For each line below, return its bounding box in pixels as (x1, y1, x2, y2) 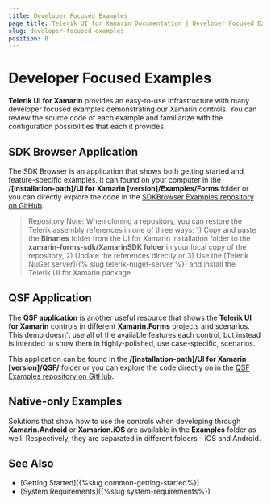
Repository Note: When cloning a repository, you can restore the (27, 216, 243, 226)
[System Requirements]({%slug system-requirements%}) (19, 486, 211, 497)
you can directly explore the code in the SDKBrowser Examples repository (8, 192, 254, 202)
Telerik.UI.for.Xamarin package (27, 268, 131, 277)
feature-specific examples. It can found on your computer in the (8, 175, 222, 184)
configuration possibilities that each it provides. (8, 122, 166, 132)
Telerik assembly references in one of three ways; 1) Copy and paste (27, 225, 256, 234)
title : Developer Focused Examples (8, 11, 128, 20)
